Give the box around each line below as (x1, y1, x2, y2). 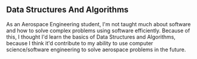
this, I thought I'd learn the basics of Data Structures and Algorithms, (6, 33, 175, 41)
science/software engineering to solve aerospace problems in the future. (6, 46, 186, 53)
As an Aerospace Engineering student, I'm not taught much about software (6, 20, 191, 27)
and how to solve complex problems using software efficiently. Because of (6, 27, 190, 34)
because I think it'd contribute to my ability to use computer (6, 39, 154, 46)
